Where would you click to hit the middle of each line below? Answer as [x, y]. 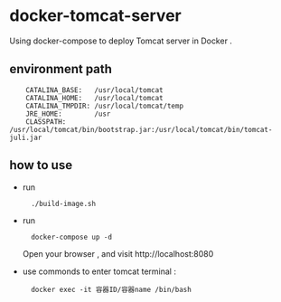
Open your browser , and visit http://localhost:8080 [118, 253]
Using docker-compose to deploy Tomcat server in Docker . [121, 41]
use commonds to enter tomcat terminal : [99, 271]
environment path [61, 69]
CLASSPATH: [46, 122]
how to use [41, 165]
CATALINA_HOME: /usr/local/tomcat [95, 98]
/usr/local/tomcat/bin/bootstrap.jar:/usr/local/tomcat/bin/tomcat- [141, 129]
